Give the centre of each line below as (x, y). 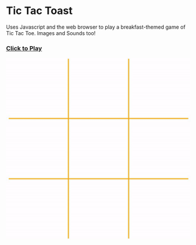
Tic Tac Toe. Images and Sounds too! (51, 33)
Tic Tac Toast (39, 11)
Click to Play (24, 48)
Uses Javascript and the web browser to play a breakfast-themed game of (96, 27)
